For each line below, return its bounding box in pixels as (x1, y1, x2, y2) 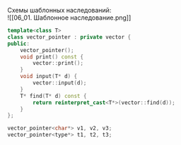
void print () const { (20, 53, 83, 61)
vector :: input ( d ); (33, 80, 87, 87)
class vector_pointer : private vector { (7, 33, 132, 41)
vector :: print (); (33, 60, 83, 67)
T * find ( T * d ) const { (20, 92, 87, 99)
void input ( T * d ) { (20, 73, 78, 80)
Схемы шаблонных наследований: (7, 6, 112, 14)
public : (7, 40, 30, 47)
